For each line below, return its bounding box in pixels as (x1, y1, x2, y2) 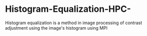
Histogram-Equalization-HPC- (5, 3, 131, 15)
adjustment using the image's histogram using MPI (5, 25, 108, 31)
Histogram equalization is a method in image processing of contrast (5, 20, 143, 26)
